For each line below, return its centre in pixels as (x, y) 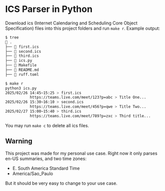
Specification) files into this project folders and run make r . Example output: (83, 28)
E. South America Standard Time (46, 168)
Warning (19, 141)
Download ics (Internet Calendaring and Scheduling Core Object (71, 23)
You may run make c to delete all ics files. (47, 125)
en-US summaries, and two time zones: (46, 159)
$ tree (12, 37)
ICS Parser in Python (49, 9)
